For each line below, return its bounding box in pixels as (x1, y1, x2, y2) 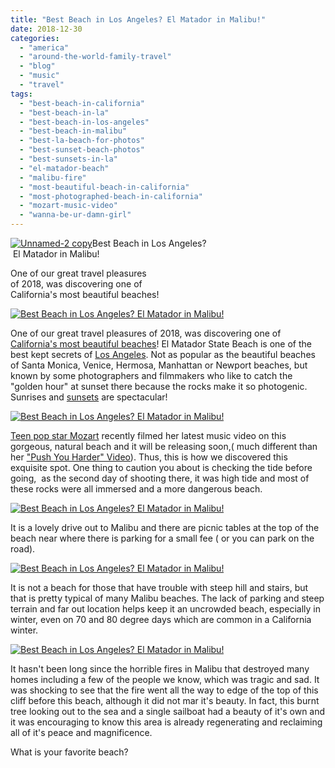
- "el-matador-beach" (19, 163, 110, 173)
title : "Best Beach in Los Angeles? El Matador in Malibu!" (10, 14, 267, 25)
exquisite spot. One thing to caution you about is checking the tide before (10, 462, 313, 473)
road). (10, 543, 36, 555)
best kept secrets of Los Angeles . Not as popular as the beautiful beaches (10, 349, 316, 360)
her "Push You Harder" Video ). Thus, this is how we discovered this (10, 451, 288, 463)
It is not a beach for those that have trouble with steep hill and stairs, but (10, 582, 309, 593)
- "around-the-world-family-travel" (19, 52, 172, 62)
